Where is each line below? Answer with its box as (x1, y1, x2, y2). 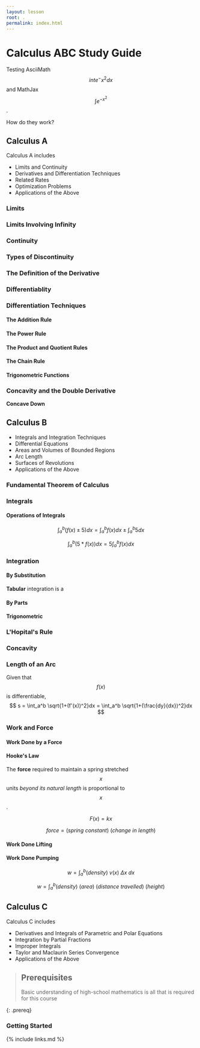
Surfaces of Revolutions (14, 459, 74, 466)
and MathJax (6, 86, 39, 93)
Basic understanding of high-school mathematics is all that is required (20, 988, 195, 996)
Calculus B (6, 417, 47, 428)
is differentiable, (6, 693, 46, 700)
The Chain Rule (6, 358, 45, 365)
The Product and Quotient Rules (6, 344, 88, 351)
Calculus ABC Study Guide (6, 46, 142, 60)
